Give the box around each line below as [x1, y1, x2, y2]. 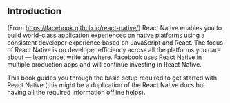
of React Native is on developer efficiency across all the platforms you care [7, 45, 221, 54]
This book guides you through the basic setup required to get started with [7, 73, 218, 82]
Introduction [7, 5, 62, 17]
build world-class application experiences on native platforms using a [7, 31, 205, 39]
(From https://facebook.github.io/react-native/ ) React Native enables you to [7, 23, 222, 32]
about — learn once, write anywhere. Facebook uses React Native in [7, 53, 202, 61]
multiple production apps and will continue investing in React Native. [7, 60, 202, 68]
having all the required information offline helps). [7, 88, 146, 96]
